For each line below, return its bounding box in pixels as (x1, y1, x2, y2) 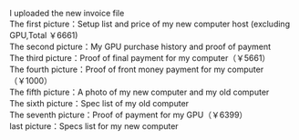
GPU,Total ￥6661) (9, 30, 78, 40)
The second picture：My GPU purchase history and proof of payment (9, 41, 272, 52)
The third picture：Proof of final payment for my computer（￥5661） (9, 53, 271, 63)
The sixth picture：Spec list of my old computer (9, 98, 190, 108)
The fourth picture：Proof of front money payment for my (9, 64, 226, 75)
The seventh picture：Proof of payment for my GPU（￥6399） (9, 109, 248, 120)
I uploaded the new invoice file (9, 8, 125, 18)
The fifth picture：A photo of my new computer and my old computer (9, 86, 270, 97)
